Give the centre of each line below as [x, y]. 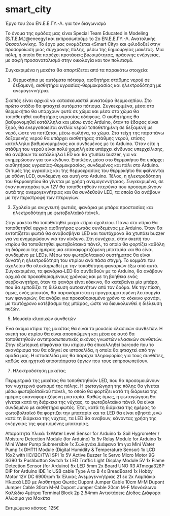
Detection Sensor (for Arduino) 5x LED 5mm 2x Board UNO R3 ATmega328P [85, 466]
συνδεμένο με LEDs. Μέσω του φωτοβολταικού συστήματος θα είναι [78, 255]
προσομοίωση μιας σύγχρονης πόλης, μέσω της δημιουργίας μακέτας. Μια [84, 49]
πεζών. [13, 308]
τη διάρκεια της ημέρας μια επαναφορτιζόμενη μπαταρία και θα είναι [79, 249]
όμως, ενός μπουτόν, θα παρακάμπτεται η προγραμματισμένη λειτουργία [83, 292]
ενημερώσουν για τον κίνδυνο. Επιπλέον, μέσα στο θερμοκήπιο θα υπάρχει [84, 160]
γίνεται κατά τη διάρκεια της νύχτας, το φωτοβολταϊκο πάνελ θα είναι [80, 402]
